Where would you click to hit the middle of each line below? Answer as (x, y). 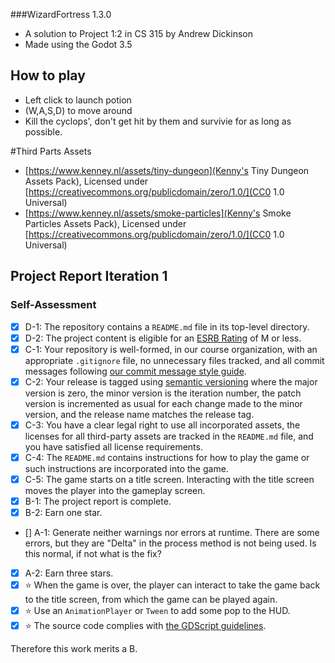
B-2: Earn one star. (63, 512)
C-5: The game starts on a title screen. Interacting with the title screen (169, 479)
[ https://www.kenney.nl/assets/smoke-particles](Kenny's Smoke (158, 213)
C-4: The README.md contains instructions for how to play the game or (167, 457)
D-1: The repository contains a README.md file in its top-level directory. (167, 326)
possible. (43, 131)
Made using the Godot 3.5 (78, 44)
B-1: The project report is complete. (98, 501)
